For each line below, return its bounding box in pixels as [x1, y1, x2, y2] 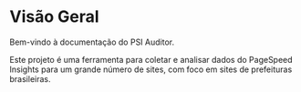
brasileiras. [9, 73, 51, 84]
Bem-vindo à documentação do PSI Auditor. [9, 36, 175, 47]
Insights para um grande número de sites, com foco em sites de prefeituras [9, 64, 293, 75]
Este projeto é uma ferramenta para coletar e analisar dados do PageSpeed [9, 54, 294, 65]
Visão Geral [9, 6, 99, 27]
